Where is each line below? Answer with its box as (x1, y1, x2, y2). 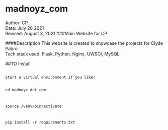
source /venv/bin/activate (5, 104, 62, 109)
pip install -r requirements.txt (5, 120, 75, 125)
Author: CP (5, 20, 28, 26)
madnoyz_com (5, 3, 68, 15)
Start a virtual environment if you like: (5, 75, 96, 80)
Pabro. (5, 45, 19, 51)
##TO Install (5, 60, 31, 67)
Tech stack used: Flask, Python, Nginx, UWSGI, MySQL (5, 51, 120, 57)
